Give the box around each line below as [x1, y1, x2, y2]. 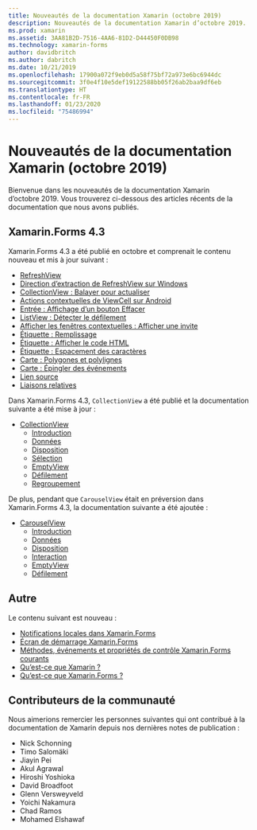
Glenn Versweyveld [19, 789, 83, 799]
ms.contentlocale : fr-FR [8, 93, 90, 101]
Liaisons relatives [19, 380, 77, 390]
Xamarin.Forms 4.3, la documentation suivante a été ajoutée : [8, 502, 209, 512]
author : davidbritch [8, 49, 77, 57]
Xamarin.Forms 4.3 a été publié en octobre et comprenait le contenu [8, 246, 232, 255]
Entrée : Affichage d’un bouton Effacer [19, 304, 145, 314]
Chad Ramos [19, 806, 62, 816]
